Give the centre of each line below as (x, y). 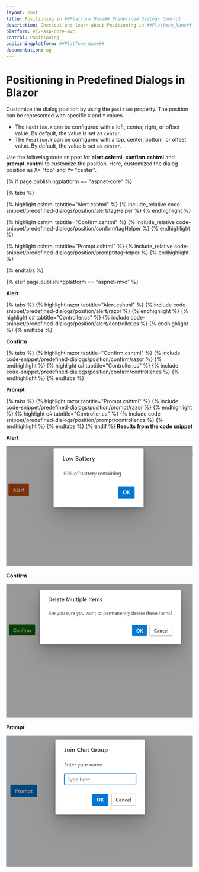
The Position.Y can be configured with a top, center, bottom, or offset (100, 139)
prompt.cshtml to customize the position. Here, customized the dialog (92, 164)
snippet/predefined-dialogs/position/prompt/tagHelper (73, 253)
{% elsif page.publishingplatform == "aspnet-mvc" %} (73, 282)
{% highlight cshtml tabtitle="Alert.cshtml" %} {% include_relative (86, 204)
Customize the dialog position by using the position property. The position (97, 109)
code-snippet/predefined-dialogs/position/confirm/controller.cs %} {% (93, 372)
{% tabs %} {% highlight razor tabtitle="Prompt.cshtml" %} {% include (92, 401)
